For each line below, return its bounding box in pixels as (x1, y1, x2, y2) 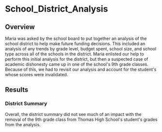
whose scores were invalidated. (5, 72, 68, 77)
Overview (5, 23, 35, 31)
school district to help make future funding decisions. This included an (5, 41, 146, 47)
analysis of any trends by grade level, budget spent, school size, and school (5, 46, 156, 51)
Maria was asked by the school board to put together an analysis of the (5, 35, 147, 41)
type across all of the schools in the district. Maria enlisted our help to (5, 51, 144, 57)
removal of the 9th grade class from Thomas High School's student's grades (5, 116, 158, 122)
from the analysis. (5, 121, 41, 127)
